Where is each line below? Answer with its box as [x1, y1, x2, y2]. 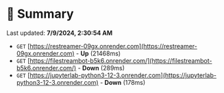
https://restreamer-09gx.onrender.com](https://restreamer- [29, 42, 198, 50]
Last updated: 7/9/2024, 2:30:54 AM [6, 29, 113, 37]
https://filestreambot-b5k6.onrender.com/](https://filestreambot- [29, 56, 212, 64]
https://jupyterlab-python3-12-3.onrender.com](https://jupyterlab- [29, 71, 217, 79]
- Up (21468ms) [75, 49, 121, 57]
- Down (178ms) [99, 78, 146, 86]
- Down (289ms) [77, 64, 125, 72]
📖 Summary [6, 6, 74, 22]
